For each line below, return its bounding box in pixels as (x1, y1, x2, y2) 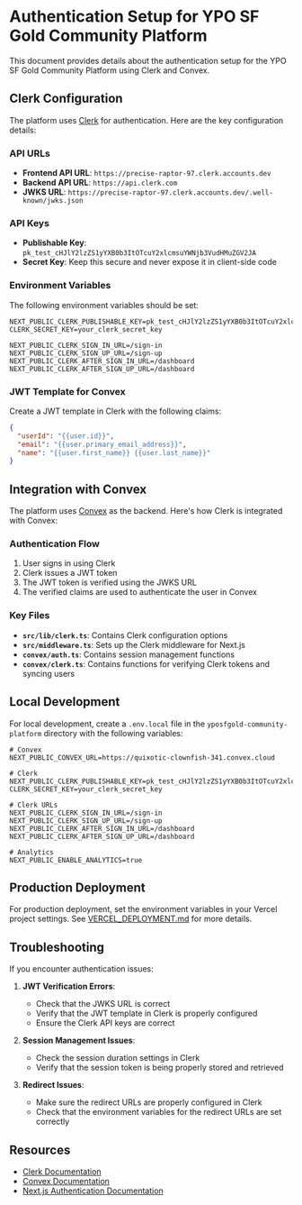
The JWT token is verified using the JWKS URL (22, 577, 198, 588)
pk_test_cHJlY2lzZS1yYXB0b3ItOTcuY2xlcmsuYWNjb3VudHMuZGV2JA (22, 249, 257, 258)
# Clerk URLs (9, 800, 58, 809)
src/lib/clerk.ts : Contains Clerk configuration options (22, 629, 228, 641)
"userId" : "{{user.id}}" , (17, 431, 115, 441)
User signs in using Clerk (22, 558, 116, 569)
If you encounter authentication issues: (9, 963, 155, 974)
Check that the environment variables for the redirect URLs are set (35, 1107, 282, 1118)
